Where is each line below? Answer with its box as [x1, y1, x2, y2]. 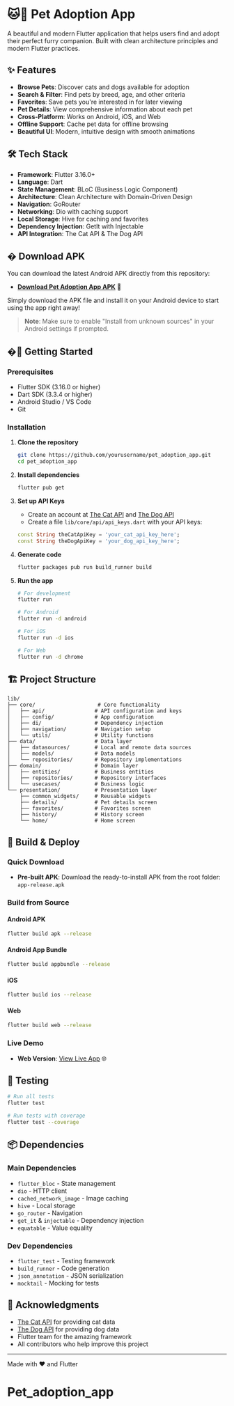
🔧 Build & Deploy [7, 836, 80, 848]
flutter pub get [17, 484, 65, 492]
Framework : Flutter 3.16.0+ [17, 170, 95, 178]
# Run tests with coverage [7, 1112, 86, 1120]
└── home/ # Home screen [19, 818, 136, 825]
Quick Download [7, 857, 65, 866]
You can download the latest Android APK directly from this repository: [7, 270, 210, 278]
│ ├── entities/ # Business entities [7, 769, 155, 776]
